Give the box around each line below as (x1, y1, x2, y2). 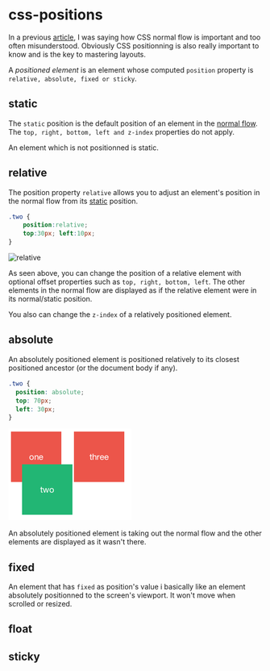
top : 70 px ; (15, 397, 52, 405)
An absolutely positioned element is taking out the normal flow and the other (8, 528, 262, 538)
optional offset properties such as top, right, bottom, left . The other (8, 277, 246, 287)
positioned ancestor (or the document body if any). (8, 363, 178, 373)
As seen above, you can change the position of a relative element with (8, 269, 242, 278)
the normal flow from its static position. (8, 196, 139, 206)
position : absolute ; (15, 388, 85, 396)
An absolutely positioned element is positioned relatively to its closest (8, 354, 240, 364)
